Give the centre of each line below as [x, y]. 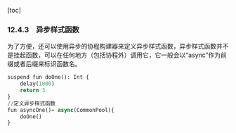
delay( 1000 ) [37, 84]
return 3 [33, 91]
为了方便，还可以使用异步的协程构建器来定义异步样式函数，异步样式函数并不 [118, 46]
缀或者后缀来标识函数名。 [44, 64]
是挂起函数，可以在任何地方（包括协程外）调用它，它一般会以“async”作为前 [117, 55]
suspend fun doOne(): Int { [48, 77]
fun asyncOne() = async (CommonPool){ [61, 110]
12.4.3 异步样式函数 [43, 30]
